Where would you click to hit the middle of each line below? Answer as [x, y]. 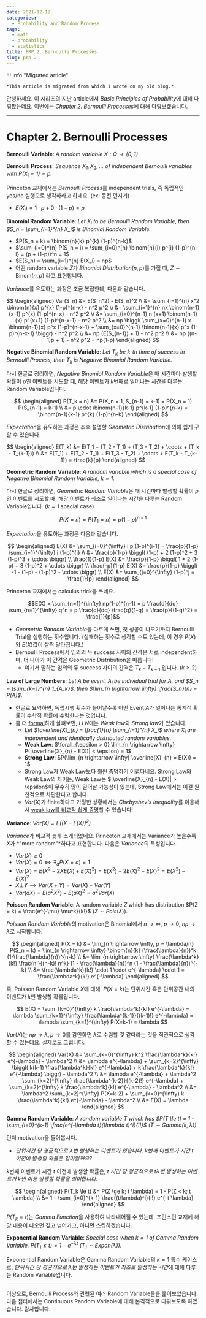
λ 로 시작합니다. [25, 931]
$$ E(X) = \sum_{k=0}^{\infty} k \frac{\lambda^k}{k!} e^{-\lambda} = [103, 1008]
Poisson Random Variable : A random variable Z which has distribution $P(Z [102, 904]
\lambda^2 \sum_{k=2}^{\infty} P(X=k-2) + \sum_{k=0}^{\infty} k [103, 1093]
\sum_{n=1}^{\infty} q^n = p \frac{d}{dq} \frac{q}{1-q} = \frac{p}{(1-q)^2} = [103, 610]
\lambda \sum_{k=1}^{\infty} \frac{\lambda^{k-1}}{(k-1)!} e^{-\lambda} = [103, 1015]
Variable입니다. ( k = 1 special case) [50, 506]
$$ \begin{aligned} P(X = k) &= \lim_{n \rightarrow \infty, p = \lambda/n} [103, 943]
